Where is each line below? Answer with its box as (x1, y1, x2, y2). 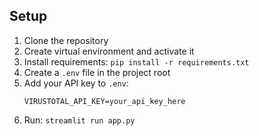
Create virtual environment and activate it (23, 45, 195, 57)
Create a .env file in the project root (23, 66, 171, 78)
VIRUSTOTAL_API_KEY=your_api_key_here (23, 96, 186, 106)
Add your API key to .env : (23, 77, 129, 89)
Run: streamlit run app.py (23, 114, 136, 126)
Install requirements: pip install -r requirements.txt (23, 55, 250, 68)
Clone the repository (23, 34, 109, 46)
